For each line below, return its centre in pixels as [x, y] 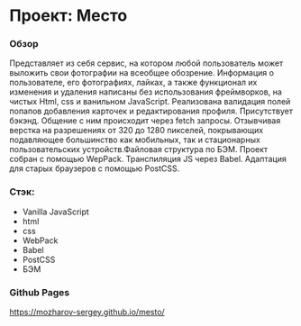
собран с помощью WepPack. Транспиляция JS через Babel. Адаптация [148, 159]
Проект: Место [68, 16]
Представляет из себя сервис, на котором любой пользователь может [146, 63]
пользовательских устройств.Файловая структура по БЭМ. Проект [139, 149]
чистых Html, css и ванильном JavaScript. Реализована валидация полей [150, 102]
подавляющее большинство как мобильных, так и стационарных [135, 140]
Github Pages [40, 292]
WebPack [40, 240]
